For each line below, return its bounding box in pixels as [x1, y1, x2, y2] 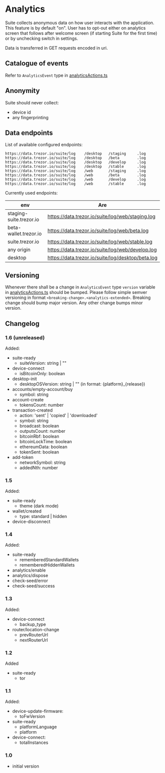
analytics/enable [12, 567, 46, 573]
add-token [12, 454, 33, 460]
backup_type [19, 621, 46, 627]
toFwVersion [19, 713, 45, 719]
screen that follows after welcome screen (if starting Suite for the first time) [5, 30, 158, 36]
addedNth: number [19, 464, 58, 471]
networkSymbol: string [19, 459, 66, 465]
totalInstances [19, 740, 49, 745]
